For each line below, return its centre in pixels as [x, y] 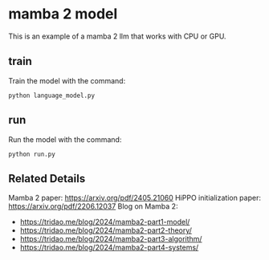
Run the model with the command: [65, 139]
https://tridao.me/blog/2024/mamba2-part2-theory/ [106, 230]
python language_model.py [51, 95]
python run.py [32, 154]
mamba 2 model [63, 14]
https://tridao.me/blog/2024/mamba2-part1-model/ [105, 222]
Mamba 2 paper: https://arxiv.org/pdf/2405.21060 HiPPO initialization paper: [134, 198]
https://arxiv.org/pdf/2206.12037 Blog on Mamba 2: [93, 206]
